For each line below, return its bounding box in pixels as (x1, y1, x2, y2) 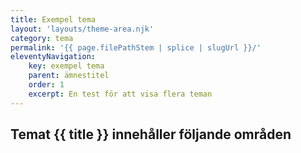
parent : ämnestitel (28, 71, 110, 81)
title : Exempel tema (10, 14, 97, 25)
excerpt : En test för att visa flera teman (28, 89, 213, 99)
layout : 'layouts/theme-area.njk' (10, 24, 155, 34)
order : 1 (28, 80, 65, 90)
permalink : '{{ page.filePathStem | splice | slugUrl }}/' (10, 42, 262, 53)
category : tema (10, 33, 74, 43)
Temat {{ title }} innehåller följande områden (10, 126, 292, 143)
